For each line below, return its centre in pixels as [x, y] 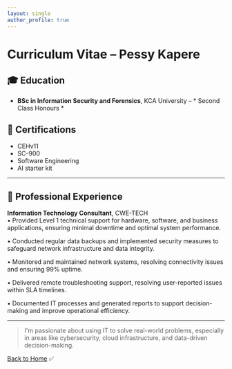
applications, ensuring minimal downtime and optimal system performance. [114, 228]
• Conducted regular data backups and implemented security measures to [113, 241]
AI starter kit [35, 168]
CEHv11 [28, 146]
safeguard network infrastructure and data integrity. [81, 249]
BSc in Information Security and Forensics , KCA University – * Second [118, 100]
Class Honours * [40, 108]
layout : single [29, 13]
